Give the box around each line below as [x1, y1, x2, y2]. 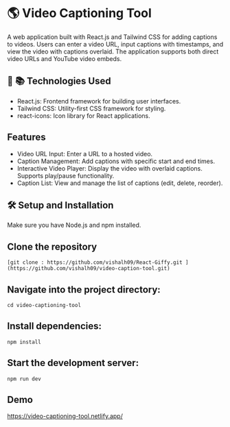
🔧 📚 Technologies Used [7, 75, 111, 87]
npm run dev [7, 375, 41, 382]
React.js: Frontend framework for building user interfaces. [16, 97, 181, 105]
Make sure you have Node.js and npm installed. [7, 221, 141, 230]
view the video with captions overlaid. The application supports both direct [7, 47, 219, 56]
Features [7, 132, 46, 143]
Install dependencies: [7, 320, 102, 332]
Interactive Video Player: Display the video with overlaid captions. [16, 164, 203, 172]
